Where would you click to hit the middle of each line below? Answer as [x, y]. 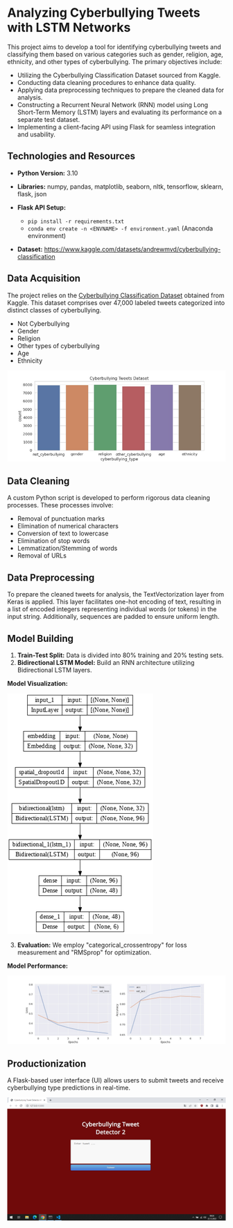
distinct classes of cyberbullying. [54, 310]
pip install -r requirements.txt [76, 221]
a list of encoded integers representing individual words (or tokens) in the [112, 609]
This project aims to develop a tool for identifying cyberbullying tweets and [114, 47]
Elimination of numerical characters [68, 526]
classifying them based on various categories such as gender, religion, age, [115, 54]
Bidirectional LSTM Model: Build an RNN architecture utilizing [106, 662]
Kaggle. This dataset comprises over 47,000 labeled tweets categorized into [116, 302]
